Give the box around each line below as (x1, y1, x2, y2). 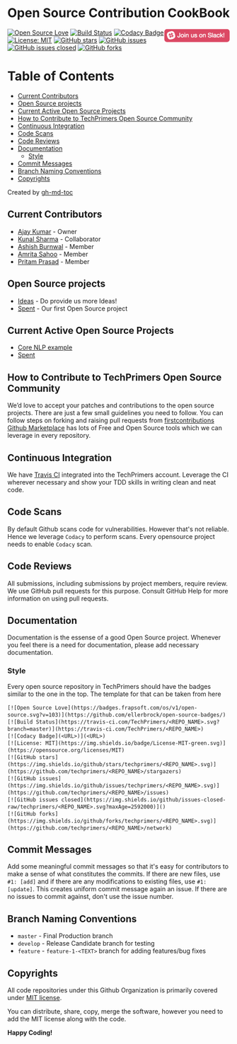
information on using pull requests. (7, 594, 109, 603)
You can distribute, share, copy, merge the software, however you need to (7, 1007, 224, 1016)
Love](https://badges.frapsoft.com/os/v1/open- (54, 704, 198, 712)
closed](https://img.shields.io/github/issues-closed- (61, 796, 226, 804)
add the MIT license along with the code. (7, 1015, 127, 1023)
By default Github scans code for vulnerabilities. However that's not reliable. (7, 525, 229, 533)
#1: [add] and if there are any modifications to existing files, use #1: (7, 877, 207, 886)
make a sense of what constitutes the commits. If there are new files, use (7, 870, 221, 878)
